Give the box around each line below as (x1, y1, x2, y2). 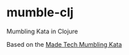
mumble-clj (6, 5, 74, 20)
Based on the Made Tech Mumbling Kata (6, 40, 122, 48)
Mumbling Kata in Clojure (6, 27, 79, 35)
